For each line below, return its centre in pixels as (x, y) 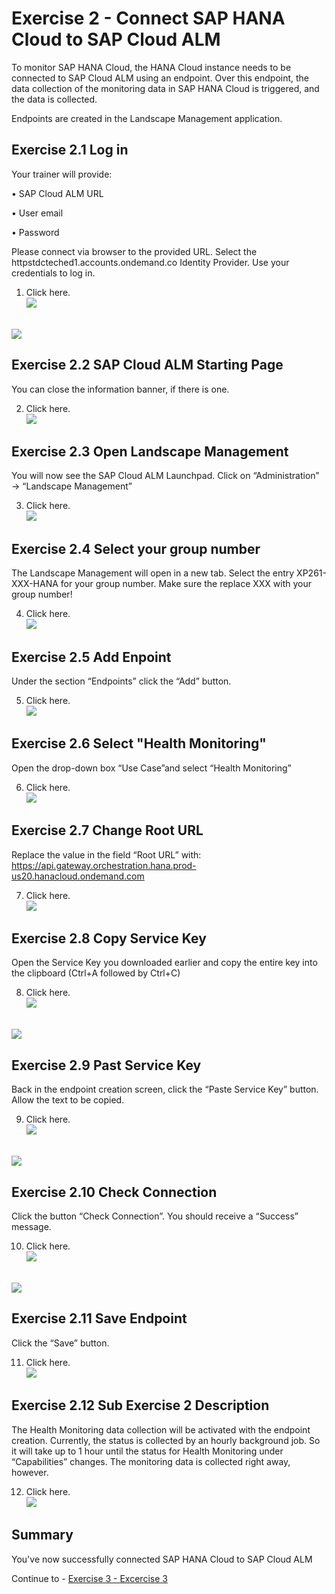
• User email (37, 213)
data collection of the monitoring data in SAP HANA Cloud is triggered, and (165, 88)
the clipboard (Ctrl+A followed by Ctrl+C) (96, 973)
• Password (35, 232)
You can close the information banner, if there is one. (120, 389)
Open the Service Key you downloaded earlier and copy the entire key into (164, 963)
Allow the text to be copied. (68, 1100)
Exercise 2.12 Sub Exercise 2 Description (140, 1405)
